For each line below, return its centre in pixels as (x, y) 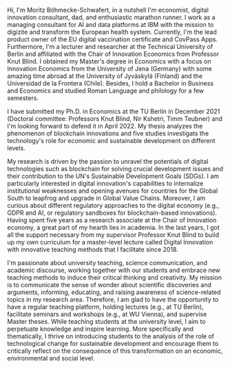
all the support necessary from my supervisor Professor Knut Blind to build (113, 235)
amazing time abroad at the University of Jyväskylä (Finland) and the (105, 76)
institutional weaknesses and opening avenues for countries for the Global (113, 191)
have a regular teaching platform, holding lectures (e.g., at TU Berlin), (106, 307)
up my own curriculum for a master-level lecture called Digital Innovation (110, 242)
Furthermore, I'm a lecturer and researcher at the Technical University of (110, 47)
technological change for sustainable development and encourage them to (113, 343)
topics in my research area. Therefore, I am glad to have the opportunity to (113, 299)
